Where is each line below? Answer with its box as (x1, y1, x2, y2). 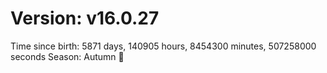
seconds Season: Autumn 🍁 (10, 50, 125, 62)
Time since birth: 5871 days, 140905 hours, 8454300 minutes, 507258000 (10, 40, 317, 52)
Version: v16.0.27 (10, 7, 160, 30)
